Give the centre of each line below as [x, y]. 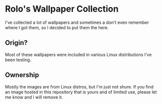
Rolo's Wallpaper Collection [62, 9]
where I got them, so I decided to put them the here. [57, 27]
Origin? [16, 43]
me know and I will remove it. [34, 97]
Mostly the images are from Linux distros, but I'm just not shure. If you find [79, 87]
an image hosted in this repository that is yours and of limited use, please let [81, 92]
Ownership [22, 75]
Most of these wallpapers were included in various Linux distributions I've [78, 54]
